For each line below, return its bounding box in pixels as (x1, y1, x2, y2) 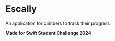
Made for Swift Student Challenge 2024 (5, 30, 91, 36)
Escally (5, 3, 37, 15)
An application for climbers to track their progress (5, 20, 110, 26)
